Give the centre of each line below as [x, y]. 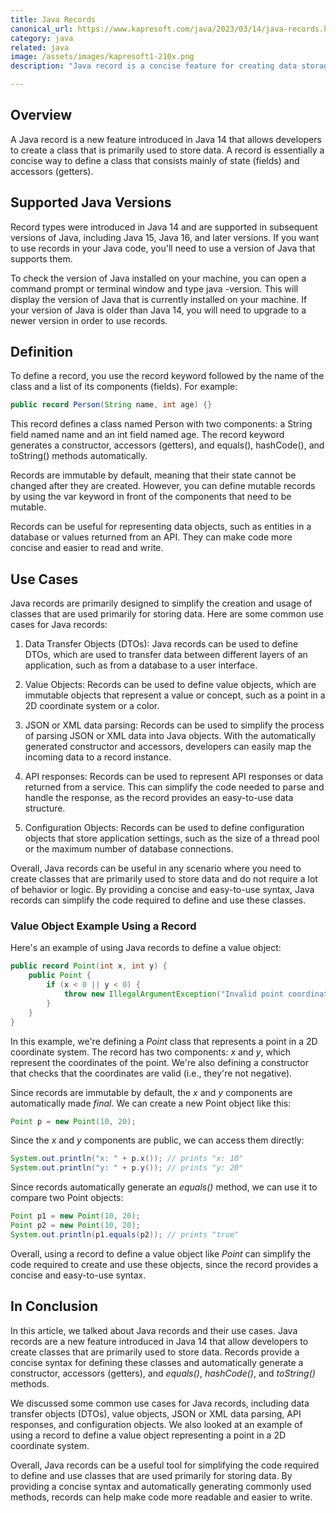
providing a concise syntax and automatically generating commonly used [161, 1486]
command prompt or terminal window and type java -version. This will [154, 288]
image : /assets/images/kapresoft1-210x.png [102, 57]
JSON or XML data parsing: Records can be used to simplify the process [174, 725]
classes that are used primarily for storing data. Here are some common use [167, 614]
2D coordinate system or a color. [92, 706]
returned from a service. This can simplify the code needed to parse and [174, 787]
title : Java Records [53, 19]
